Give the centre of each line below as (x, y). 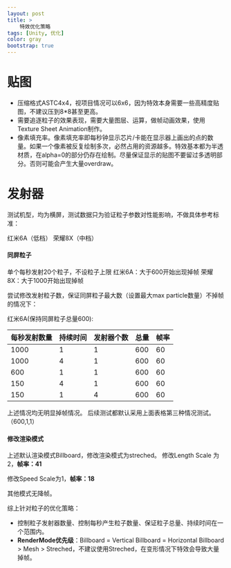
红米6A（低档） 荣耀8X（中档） (53, 238)
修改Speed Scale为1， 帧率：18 (51, 479)
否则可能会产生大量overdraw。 (73, 163)
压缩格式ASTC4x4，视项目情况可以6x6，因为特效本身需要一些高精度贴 (118, 103)
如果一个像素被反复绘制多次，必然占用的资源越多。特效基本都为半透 (126, 146)
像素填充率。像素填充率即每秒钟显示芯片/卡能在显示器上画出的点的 (112, 137)
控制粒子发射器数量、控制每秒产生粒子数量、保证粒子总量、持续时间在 (117, 523)
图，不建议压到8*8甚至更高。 (59, 111)
